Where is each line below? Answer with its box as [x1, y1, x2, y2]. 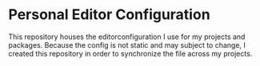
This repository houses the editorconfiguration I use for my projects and [8, 32, 246, 41]
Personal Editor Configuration [8, 6, 210, 24]
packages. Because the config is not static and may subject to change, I [8, 40, 246, 49]
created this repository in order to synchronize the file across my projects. [8, 49, 253, 58]
